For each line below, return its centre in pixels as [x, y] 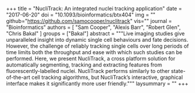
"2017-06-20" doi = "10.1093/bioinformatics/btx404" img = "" [81, 15]
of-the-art [18, 77]
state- [178, 71]
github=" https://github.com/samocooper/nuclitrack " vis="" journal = [89, 21]
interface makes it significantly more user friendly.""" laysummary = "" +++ [97, 84]
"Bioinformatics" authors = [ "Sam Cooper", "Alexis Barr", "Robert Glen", [93, 27]
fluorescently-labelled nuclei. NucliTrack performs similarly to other [88, 71]
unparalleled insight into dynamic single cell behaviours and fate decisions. [97, 40]
